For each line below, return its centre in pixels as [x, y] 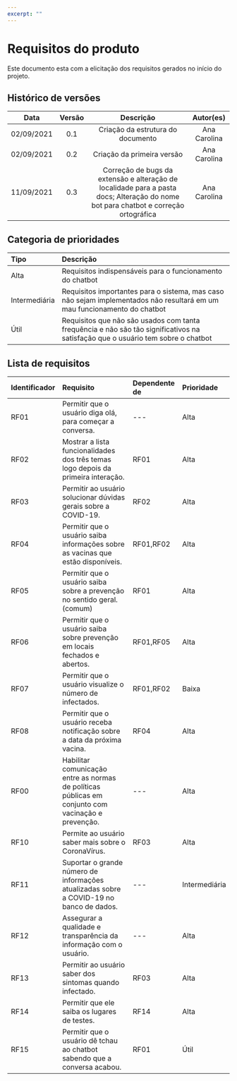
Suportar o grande [93, 863]
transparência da [90, 936]
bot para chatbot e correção [138, 205]
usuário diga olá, [90, 412]
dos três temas [87, 459]
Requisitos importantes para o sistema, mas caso [143, 291]
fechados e [81, 655]
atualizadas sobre [92, 889]
